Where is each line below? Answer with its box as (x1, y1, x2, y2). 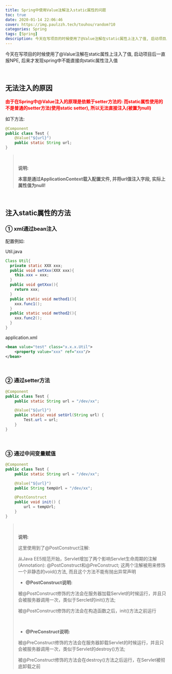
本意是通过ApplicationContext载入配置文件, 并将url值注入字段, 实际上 (17, 176, 165, 182)
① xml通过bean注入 (5, 226, 57, 233)
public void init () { (14, 499, 60, 505)
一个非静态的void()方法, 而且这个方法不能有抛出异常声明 (17, 568, 136, 574)
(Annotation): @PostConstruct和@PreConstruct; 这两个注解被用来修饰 (17, 562, 166, 568)
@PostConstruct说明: (25, 579, 73, 586)
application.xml (5, 334, 37, 341)
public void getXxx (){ (10, 282, 58, 288)
